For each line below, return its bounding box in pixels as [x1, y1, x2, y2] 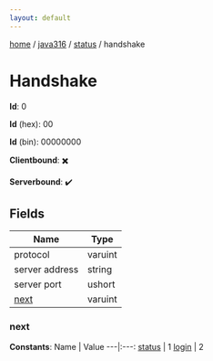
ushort [86, 278, 116, 291]
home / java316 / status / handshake [9, 38, 146, 49]
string [86, 263, 112, 276]
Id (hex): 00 [9, 118, 54, 129]
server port [14, 278, 62, 291]
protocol [14, 249, 50, 261]
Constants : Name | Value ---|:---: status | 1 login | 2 [9, 341, 205, 352]
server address [14, 263, 79, 276]
